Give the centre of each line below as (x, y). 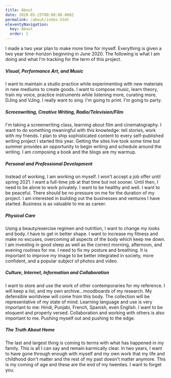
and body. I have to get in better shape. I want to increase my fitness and (82, 234)
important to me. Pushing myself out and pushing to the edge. (70, 318)
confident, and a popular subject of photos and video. (62, 261)
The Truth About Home (30, 330)
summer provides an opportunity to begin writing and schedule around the (83, 146)
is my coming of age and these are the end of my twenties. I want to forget (83, 364)
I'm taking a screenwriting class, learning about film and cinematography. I (83, 125)
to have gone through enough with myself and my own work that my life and (85, 353)
